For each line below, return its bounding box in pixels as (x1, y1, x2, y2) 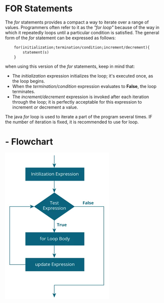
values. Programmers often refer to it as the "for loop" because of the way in (5, 24, 160, 30)
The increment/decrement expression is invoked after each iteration (12, 94, 149, 100)
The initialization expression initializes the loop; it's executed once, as (12, 73, 153, 79)
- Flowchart (5, 136, 53, 147)
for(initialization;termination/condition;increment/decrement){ (14, 45, 150, 50)
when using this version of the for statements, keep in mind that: (5, 63, 135, 69)
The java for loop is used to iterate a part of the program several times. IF (5, 113, 153, 119)
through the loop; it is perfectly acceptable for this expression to (12, 99, 142, 105)
